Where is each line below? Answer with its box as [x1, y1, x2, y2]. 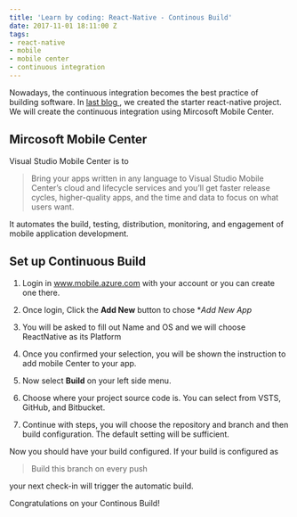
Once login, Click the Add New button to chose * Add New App [21, 304, 252, 315]
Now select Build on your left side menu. [21, 375, 172, 386]
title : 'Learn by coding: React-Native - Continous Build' [9, 12, 233, 22]
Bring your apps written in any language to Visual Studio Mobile [30, 173, 264, 184]
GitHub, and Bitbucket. [21, 402, 106, 413]
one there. [21, 287, 60, 298]
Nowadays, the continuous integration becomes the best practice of [9, 86, 259, 98]
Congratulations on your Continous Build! [9, 497, 160, 508]
